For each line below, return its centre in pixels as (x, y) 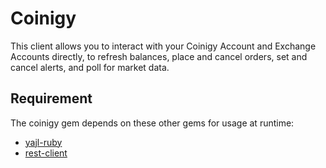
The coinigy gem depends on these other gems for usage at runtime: (152, 123)
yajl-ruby (43, 142)
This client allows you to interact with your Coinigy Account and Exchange (163, 46)
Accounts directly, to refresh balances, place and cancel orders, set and (159, 56)
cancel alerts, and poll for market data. (90, 67)
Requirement (51, 98)
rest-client (46, 153)
